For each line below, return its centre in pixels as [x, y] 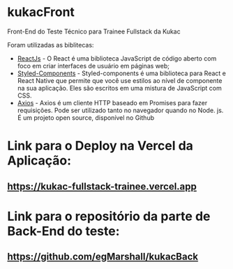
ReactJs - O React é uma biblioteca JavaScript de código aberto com [117, 58]
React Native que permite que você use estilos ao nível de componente [120, 80]
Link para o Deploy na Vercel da [100, 146]
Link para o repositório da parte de [109, 216]
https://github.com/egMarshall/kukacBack [103, 257]
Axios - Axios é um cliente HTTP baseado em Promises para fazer [112, 102]
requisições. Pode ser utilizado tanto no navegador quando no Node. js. [120, 110]
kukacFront [41, 12]
